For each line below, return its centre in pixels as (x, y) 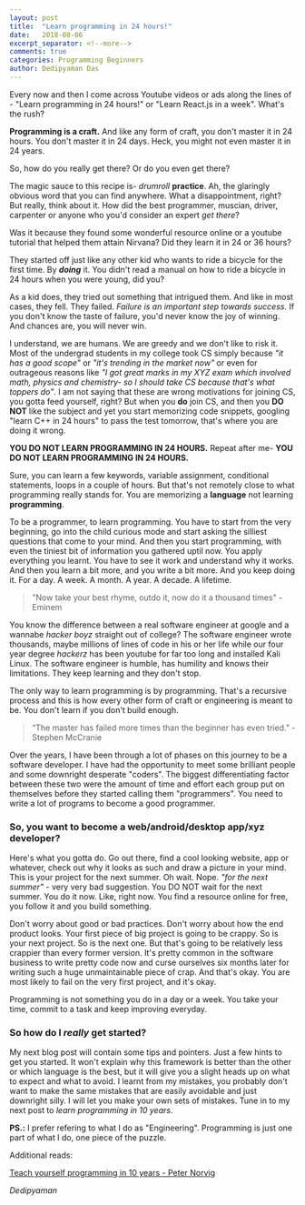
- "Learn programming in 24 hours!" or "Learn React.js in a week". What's (147, 104)
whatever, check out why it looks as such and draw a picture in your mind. (148, 868)
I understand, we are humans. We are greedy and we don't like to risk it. (144, 343)
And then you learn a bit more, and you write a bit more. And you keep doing (152, 570)
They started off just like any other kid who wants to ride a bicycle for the (146, 259)
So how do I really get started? (78, 1033)
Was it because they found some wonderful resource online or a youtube (146, 232)
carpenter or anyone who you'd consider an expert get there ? (125, 215)
